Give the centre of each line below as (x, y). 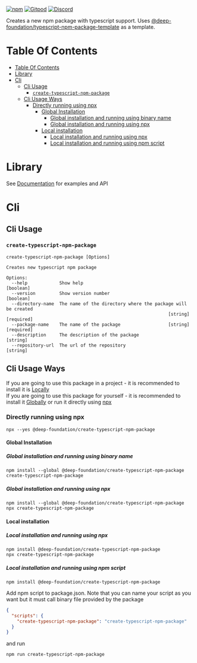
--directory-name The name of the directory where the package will (99, 304)
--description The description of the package (75, 335)
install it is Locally (28, 389)
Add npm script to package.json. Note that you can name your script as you (99, 593)
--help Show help (47, 283)
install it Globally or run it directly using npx (59, 402)
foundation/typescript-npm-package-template (63, 27)
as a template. (138, 27)
